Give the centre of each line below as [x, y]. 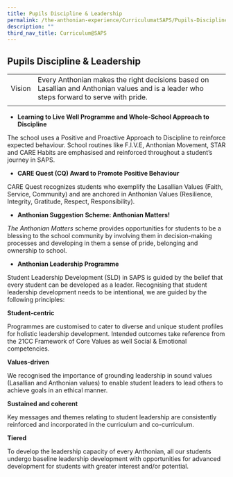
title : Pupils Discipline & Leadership [65, 14]
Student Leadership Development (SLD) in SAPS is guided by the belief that [115, 278]
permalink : [23, 20]
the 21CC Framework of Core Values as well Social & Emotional [97, 342]
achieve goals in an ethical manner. [58, 390]
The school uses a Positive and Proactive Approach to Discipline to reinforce [116, 138]
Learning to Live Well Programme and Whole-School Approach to [113, 117]
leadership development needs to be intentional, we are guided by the [107, 292]
